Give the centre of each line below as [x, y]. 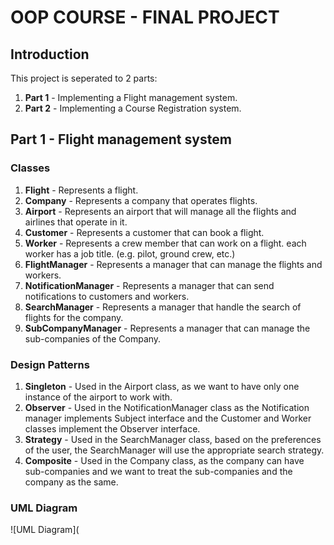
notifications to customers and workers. [107, 296]
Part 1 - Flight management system [121, 139]
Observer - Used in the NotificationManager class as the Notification [167, 407]
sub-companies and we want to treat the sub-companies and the [158, 471]
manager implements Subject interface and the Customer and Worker [168, 418]
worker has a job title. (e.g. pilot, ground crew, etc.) [130, 253]
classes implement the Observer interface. [112, 428]
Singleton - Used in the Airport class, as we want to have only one [162, 386]
